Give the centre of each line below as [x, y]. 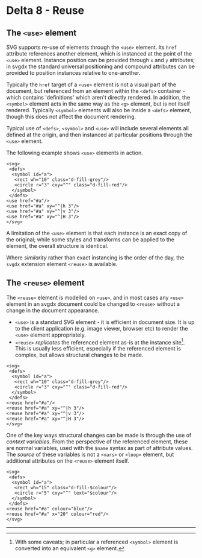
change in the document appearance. [53, 310]
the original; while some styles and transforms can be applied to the [90, 239]
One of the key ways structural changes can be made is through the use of [99, 436]
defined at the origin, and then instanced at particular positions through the [99, 135]
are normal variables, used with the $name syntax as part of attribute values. [100, 448]
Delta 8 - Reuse [45, 11]
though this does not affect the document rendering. [71, 116]
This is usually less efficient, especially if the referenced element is [98, 349]
